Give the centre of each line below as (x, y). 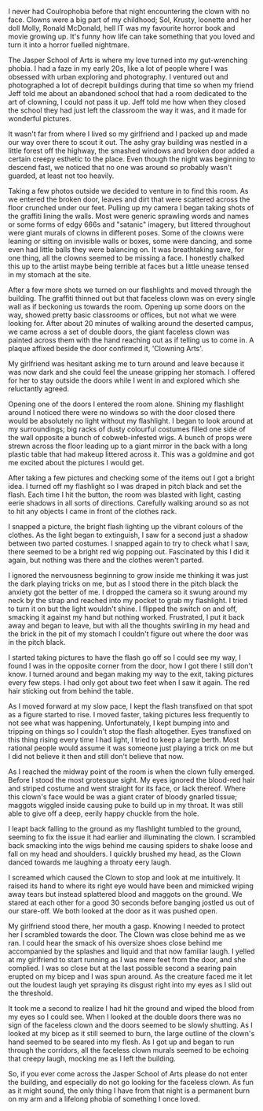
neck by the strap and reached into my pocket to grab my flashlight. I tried (128, 600)
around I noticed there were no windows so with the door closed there (122, 412)
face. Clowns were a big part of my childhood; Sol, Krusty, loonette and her (130, 20)
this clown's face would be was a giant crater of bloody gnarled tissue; (123, 797)
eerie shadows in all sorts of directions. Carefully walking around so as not (129, 503)
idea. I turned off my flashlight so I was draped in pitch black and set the (125, 486)
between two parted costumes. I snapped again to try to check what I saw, (129, 543)
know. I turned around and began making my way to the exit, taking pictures (131, 674)
